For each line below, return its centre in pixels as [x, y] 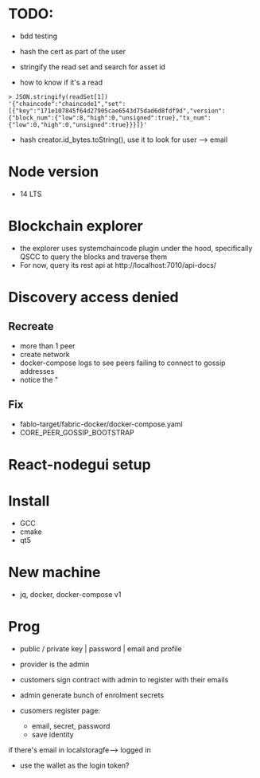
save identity [52, 734]
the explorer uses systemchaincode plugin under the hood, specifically [136, 248]
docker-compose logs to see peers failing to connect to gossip [122, 363]
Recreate [31, 326]
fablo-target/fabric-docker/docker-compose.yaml [101, 424]
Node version [54, 172]
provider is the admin [54, 664]
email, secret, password [71, 725]
